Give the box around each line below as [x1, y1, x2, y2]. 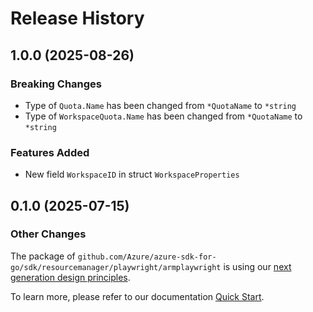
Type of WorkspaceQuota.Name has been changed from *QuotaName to [24, 110, 303, 122]
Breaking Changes [10, 77, 103, 91]
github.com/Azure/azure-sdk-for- [77, 252, 217, 262]
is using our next [223, 260, 292, 272]
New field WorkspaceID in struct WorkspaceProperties [24, 168, 240, 181]
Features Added [10, 145, 90, 159]
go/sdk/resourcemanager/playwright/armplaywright [10, 262, 222, 272]
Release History [10, 7, 145, 30]
